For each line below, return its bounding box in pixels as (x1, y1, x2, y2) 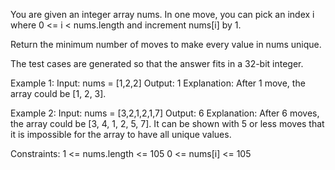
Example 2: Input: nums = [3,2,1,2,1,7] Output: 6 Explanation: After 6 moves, (10, 107, 320, 119)
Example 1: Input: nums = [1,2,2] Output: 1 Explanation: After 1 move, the (10, 77, 306, 89)
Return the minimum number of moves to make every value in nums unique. (10, 39, 322, 50)
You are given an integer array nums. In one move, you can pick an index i (10, 9, 315, 20)
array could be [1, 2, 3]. (10, 88, 107, 99)
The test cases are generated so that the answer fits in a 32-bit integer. (10, 58, 304, 69)
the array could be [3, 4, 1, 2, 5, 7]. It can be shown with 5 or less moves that (10, 118, 325, 129)
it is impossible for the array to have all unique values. (10, 129, 232, 140)
